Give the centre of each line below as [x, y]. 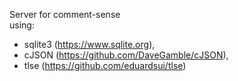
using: [22, 25]
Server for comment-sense [65, 14]
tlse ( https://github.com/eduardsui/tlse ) [105, 65]
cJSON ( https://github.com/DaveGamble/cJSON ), [126, 55]
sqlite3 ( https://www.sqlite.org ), [89, 44]
